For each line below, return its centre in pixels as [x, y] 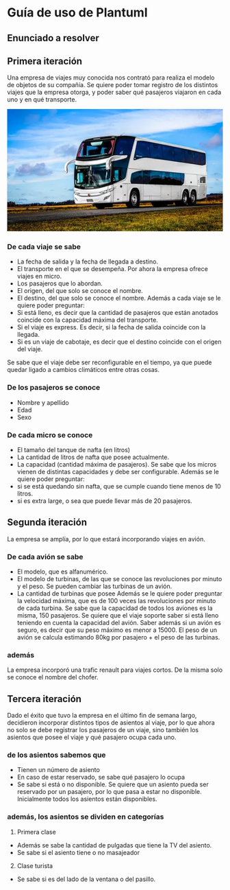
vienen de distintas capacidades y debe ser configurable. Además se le [118, 471]
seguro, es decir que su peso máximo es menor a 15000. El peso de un [117, 630]
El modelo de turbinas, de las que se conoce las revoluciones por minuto [119, 579]
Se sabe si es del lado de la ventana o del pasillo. [86, 879]
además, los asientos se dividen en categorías [86, 817]
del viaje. [30, 349]
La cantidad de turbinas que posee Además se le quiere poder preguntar [119, 594]
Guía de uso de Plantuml [78, 13]
